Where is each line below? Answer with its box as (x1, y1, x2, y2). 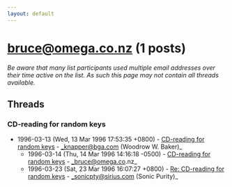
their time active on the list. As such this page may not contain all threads (7, 70, 219, 79)
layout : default (7, 10, 54, 17)
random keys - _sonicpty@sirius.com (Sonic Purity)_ (27, 172, 178, 181)
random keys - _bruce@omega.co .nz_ (27, 158, 137, 166)
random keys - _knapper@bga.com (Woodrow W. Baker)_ (17, 142, 183, 151)
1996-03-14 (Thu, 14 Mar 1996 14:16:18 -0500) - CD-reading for (27, 150, 211, 158)
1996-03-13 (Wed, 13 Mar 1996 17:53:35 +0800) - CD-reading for (17, 135, 205, 144)
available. (7, 78, 36, 87)
